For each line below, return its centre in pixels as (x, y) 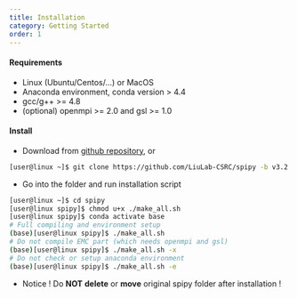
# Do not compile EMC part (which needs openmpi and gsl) (119, 242)
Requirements (36, 62)
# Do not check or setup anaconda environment (97, 258)
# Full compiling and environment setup (85, 225)
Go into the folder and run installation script (101, 184)
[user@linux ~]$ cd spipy (57, 200)
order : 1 (25, 34)
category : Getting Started (59, 26)
